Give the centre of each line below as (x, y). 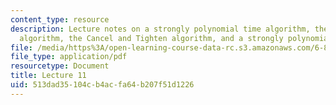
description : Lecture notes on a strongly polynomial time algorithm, (160, 29)
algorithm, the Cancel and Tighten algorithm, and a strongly (151, 38)
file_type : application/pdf (69, 57)
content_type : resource (60, 19)
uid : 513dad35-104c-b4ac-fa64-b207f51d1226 (102, 85)
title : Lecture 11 (48, 76)
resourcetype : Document (60, 66)
